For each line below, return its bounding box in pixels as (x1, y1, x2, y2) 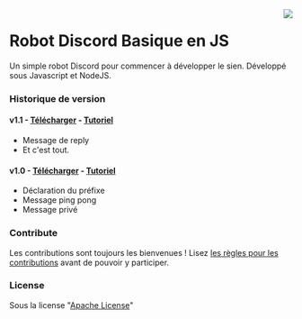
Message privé (22, 205, 78, 215)
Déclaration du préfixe (22, 185, 105, 196)
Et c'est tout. (22, 144, 70, 156)
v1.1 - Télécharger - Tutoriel (9, 114, 114, 125)
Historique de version (9, 92, 106, 105)
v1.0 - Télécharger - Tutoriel (9, 165, 116, 176)
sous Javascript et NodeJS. (9, 69, 112, 80)
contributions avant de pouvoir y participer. (9, 257, 169, 268)
